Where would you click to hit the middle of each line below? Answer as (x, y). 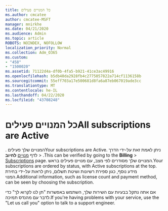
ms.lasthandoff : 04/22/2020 (35, 95)
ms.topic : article (25, 39)
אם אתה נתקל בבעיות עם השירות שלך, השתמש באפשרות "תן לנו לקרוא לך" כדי (80, 192)
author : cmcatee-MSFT (28, 19)
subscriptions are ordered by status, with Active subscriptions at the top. (81, 166)
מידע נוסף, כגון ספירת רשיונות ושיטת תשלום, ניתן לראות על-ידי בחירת (71, 171)
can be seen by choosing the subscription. (50, 182)
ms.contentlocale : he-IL (31, 90)
